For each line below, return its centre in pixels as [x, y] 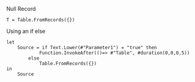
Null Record [21, 9]
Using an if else [26, 31]
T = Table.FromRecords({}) [41, 20]
